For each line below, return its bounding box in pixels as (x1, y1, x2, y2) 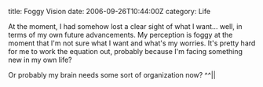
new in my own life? (8, 55, 72, 64)
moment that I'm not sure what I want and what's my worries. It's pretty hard (8, 38, 256, 48)
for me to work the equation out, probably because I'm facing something (8, 47, 243, 56)
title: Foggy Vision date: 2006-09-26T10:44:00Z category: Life (8, 7, 210, 16)
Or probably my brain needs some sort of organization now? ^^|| (8, 71, 216, 79)
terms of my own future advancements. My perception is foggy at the (8, 31, 233, 39)
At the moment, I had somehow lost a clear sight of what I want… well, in (8, 22, 243, 31)
